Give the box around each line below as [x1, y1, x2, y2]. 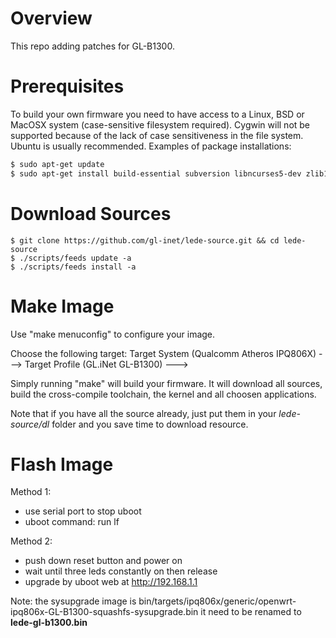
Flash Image [10, 453, 114, 476]
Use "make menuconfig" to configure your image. [10, 328, 216, 340]
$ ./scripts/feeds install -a [10, 262, 137, 272]
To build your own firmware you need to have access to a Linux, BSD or [10, 108, 305, 120]
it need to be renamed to [200, 606, 302, 618]
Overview [10, 7, 93, 30]
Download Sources [10, 202, 172, 225]
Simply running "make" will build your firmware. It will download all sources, [10, 377, 323, 389]
